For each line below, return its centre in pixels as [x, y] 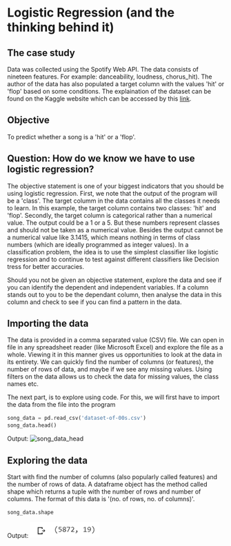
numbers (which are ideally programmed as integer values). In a [98, 244]
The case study [41, 53]
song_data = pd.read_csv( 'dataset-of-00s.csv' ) [77, 418]
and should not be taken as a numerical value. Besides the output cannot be [115, 230]
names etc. [23, 384]
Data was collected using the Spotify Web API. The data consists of [103, 69]
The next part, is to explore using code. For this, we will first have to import [113, 397]
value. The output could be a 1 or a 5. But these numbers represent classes [113, 223]
